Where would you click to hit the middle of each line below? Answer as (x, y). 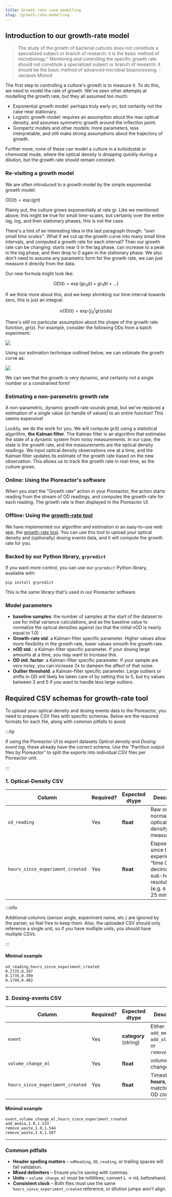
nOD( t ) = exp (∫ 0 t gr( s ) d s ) (86, 311)
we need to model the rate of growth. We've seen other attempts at (76, 91)
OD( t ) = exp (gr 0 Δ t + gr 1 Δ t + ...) (86, 284)
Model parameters (29, 605)
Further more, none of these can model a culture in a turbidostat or (76, 149)
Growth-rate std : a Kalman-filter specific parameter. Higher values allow (89, 639)
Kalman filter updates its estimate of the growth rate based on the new (80, 456)
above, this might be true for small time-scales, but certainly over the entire (85, 215)
